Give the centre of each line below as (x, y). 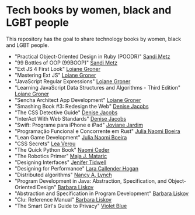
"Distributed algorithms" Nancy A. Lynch (63, 175)
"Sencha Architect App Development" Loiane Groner (78, 100)
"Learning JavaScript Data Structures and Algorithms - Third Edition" (97, 87)
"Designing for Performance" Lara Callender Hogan (76, 168)
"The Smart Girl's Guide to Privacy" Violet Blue (71, 206)
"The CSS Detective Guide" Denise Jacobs (66, 112)
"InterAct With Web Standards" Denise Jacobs (70, 118)
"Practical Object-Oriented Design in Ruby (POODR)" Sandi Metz (92, 56)
